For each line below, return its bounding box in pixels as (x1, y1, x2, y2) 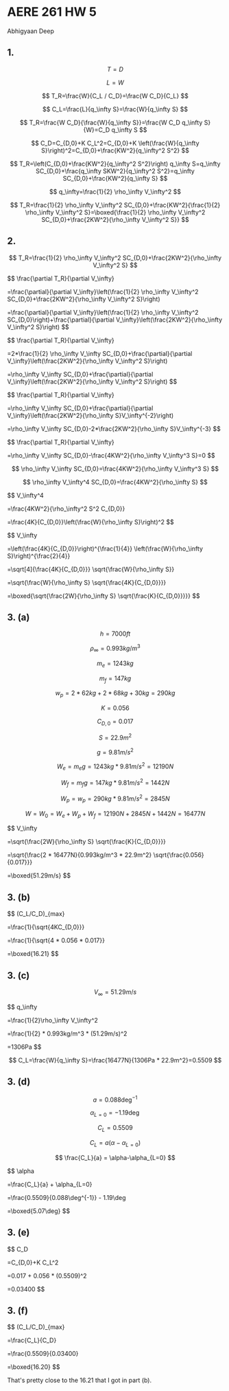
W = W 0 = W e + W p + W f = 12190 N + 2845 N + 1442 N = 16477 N (25, 809, 206, 819)
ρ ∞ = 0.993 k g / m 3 (90, 643, 141, 654)
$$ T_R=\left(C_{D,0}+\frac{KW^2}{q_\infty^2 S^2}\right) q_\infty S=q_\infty (10, 159, 221, 168)
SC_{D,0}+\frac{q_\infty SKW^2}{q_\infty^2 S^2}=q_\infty (35, 166, 195, 175)
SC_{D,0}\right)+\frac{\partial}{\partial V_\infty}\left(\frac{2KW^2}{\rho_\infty (7, 315, 223, 324)
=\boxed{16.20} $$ (7, 1363, 60, 1371)
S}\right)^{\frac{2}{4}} (7, 551, 71, 560)
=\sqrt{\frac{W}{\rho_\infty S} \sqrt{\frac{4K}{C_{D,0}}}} (7, 578, 167, 586)
